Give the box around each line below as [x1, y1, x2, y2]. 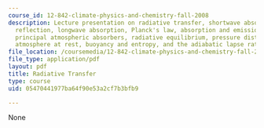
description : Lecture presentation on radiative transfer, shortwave [8, 19, 241, 27]
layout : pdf [8, 63, 47, 71]
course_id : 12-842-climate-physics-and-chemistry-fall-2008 [8, 11, 210, 20]
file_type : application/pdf [8, 56, 101, 64]
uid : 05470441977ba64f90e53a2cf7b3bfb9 [8, 84, 139, 93]
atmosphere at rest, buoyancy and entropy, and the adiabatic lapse [15, 41, 244, 49]
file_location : [8, 48, 58, 56]
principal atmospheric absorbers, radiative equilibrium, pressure [15, 33, 241, 42]
